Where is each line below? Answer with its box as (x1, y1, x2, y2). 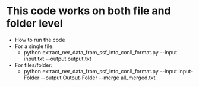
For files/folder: (14, 61, 53, 69)
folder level (6, 17, 63, 30)
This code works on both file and (6, 4, 171, 18)
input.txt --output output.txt (23, 55, 92, 62)
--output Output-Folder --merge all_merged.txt (40, 74, 156, 81)
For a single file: (14, 43, 55, 50)
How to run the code (14, 36, 65, 43)
